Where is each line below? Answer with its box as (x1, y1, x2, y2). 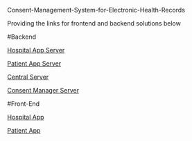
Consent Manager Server (7, 86, 80, 94)
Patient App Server (7, 59, 62, 68)
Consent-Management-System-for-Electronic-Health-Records (7, 6, 186, 14)
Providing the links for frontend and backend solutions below (7, 19, 182, 27)
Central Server (7, 73, 49, 81)
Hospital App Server (7, 46, 65, 54)
